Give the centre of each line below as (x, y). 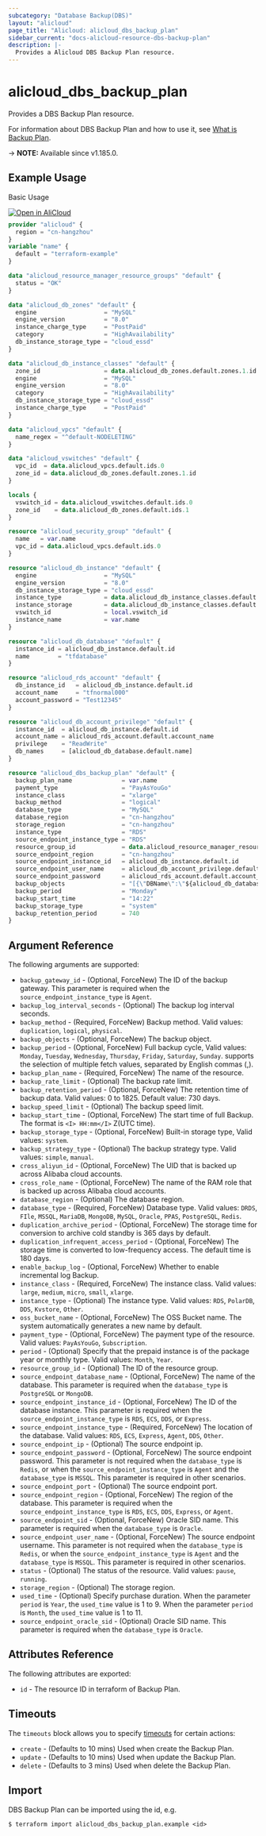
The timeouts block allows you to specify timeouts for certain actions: (122, 1733)
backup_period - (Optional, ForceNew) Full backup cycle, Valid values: (133, 1047)
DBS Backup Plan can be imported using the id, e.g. (92, 1809)
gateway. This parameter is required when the (95, 989)
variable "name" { (38, 247)
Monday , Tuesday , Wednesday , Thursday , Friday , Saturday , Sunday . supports (137, 1056)
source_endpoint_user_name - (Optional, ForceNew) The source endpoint (137, 1537)
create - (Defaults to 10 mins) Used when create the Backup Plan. (127, 1749)
